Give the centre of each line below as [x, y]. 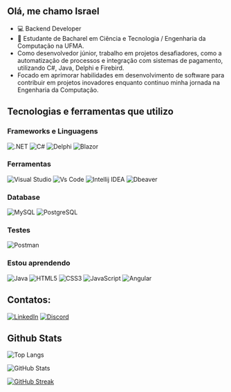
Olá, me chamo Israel [54, 11]
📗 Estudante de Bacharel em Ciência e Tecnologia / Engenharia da [111, 38]
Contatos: [29, 300]
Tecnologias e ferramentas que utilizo [91, 112]
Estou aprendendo [39, 263]
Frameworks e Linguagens [53, 131]
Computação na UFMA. [50, 46]
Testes [19, 230]
